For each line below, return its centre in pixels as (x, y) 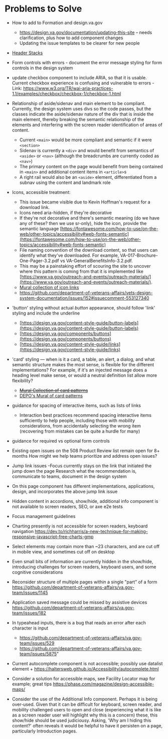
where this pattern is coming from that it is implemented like (81, 271)
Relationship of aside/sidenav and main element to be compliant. (79, 103)
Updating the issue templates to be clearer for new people (79, 43)
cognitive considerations (37, 572)
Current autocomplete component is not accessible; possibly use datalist (87, 663)
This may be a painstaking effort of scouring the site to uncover (85, 266)
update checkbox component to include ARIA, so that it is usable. (79, 77)
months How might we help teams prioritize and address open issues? (85, 456)
